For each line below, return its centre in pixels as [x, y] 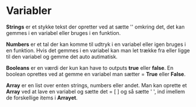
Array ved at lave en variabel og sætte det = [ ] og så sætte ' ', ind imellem [96, 91]
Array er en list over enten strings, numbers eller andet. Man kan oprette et [97, 85]
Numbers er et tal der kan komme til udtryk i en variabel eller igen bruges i [96, 44]
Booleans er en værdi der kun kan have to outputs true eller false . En [90, 67]
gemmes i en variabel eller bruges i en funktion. [63, 33]
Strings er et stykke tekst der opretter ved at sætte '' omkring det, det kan [95, 27]
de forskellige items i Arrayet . [42, 98]
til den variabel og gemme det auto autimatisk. [62, 56]
